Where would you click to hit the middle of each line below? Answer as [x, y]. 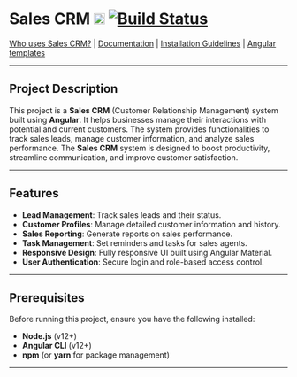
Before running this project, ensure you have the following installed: [132, 319]
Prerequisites [47, 298]
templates [27, 52]
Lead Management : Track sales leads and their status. [122, 215]
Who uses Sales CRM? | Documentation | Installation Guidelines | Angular [143, 43]
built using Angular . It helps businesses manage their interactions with [138, 119]
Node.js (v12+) [49, 336]
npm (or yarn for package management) [96, 355]
